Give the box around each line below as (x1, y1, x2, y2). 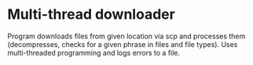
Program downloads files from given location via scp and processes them (7, 31, 246, 41)
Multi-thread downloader (7, 5, 176, 23)
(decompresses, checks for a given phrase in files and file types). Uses (7, 39, 238, 49)
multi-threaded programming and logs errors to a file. (7, 48, 181, 57)
